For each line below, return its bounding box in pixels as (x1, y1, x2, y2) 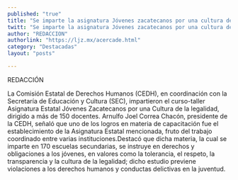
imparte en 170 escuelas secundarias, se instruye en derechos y (7, 142, 195, 150)
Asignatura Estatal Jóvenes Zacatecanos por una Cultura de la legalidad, (7, 104, 220, 113)
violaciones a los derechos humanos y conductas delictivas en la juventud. (7, 164, 226, 173)
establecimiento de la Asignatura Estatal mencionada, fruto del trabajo (7, 127, 212, 135)
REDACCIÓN (7, 75, 44, 84)
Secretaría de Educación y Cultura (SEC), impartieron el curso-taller (7, 96, 205, 105)
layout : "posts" (7, 50, 55, 57)
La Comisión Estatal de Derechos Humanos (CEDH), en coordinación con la (7, 89, 227, 98)
